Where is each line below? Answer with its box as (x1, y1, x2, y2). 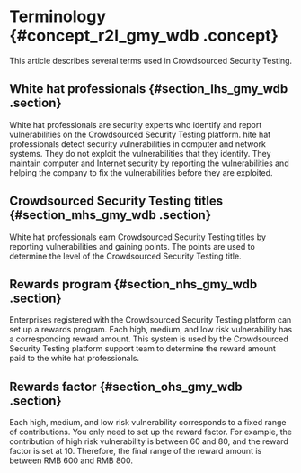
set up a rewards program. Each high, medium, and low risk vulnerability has (9, 324, 293, 335)
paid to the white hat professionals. (9, 353, 139, 364)
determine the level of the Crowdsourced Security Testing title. (9, 250, 242, 261)
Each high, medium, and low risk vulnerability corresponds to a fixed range (9, 417, 287, 428)
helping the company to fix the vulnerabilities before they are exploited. (9, 167, 273, 177)
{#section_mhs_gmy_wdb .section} (9, 207, 212, 223)
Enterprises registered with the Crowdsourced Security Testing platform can (9, 314, 292, 325)
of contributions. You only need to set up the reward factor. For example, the (9, 426, 292, 438)
